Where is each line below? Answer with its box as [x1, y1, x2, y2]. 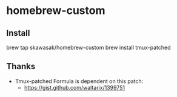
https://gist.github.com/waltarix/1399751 [24, 84, 125, 91]
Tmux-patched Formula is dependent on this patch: [15, 77, 144, 85]
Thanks [6, 61, 36, 72]
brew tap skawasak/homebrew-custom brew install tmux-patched [6, 44, 171, 51]
